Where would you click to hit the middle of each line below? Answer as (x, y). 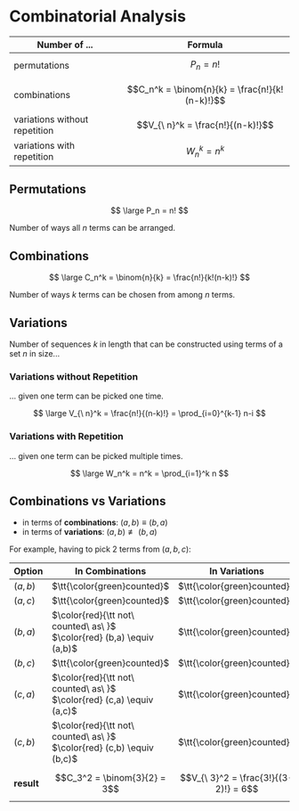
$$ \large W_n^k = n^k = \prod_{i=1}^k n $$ (149, 473)
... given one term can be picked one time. (87, 396)
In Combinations (111, 571)
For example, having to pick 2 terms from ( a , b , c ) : (100, 549)
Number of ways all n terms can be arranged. (93, 228)
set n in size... (35, 354)
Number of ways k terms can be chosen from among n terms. (122, 295)
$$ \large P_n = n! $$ (149, 210)
